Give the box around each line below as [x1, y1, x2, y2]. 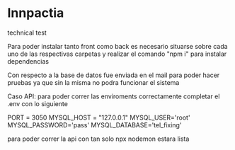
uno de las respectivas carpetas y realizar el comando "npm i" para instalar [7, 50, 227, 58]
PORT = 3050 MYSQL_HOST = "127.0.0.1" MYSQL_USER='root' [7, 113, 190, 122]
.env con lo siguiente [7, 99, 69, 108]
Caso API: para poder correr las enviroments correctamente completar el [7, 92, 220, 100]
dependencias [7, 57, 50, 65]
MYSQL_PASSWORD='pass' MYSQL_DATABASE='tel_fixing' [7, 120, 182, 129]
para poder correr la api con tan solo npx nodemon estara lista [7, 134, 190, 143]
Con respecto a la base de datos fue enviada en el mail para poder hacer [7, 71, 220, 79]
